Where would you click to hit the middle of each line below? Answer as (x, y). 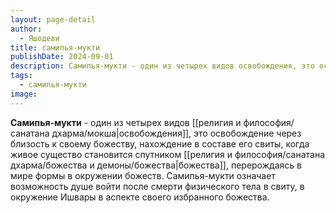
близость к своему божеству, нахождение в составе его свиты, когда (160, 143)
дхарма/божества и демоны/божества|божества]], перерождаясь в (156, 165)
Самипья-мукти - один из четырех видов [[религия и (126, 122)
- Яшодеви (39, 38)
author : (26, 29)
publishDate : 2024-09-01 (62, 57)
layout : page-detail (53, 19)
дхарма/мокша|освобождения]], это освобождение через (176, 133)
